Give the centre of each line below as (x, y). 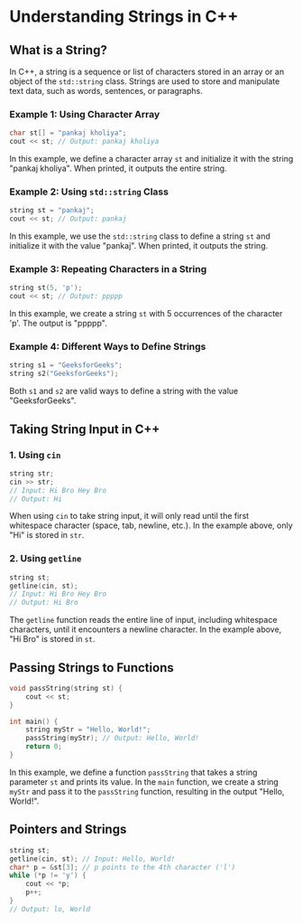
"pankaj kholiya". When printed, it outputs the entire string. (118, 168)
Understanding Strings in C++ (124, 17)
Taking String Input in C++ (85, 429)
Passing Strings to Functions (92, 668)
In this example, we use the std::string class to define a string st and (140, 236)
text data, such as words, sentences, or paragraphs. (106, 91)
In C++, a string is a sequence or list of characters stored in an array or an (147, 71)
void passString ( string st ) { (66, 688)
